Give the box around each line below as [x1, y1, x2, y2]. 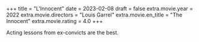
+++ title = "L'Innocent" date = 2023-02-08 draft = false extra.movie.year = [6, 5, 194, 12]
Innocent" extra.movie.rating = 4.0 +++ [6, 18, 103, 24]
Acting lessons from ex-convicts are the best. [6, 29, 119, 36]
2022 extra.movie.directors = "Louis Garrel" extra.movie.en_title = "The [6, 11, 183, 18]
